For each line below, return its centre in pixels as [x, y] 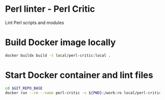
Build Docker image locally [61, 42]
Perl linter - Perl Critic [50, 9]
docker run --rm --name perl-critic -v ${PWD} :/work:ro [63, 93]
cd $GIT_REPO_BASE [24, 88]
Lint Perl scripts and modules [35, 23]
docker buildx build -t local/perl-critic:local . [58, 55]
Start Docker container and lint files [79, 75]
